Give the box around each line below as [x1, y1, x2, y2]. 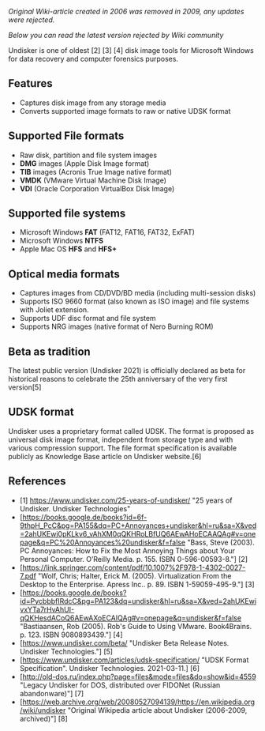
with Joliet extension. [19, 305, 89, 315]
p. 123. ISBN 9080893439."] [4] [19, 630, 123, 639]
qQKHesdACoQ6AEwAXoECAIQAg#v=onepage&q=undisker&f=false [19, 612, 242, 623]
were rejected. [8, 15, 55, 24]
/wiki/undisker [19, 705, 66, 714]
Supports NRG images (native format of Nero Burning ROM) [19, 322, 215, 331]
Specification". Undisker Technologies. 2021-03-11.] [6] [19, 663, 200, 673]
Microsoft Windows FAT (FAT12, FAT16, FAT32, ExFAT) [19, 228, 196, 237]
